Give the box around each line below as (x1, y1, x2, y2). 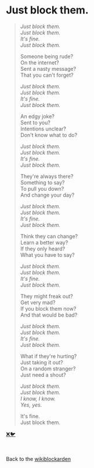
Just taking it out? (20, 359, 63, 366)
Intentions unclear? (20, 125, 67, 132)
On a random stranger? (20, 365, 76, 372)
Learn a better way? (20, 239, 68, 246)
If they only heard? (20, 245, 66, 252)
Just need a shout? (20, 371, 66, 378)
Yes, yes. (20, 401, 42, 408)
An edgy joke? (20, 112, 55, 120)
